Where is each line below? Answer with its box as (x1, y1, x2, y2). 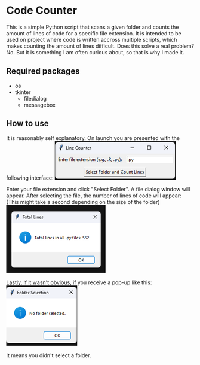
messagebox (23, 101, 56, 108)
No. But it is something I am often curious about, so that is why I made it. (6, 48, 184, 56)
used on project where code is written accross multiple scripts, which (6, 36, 177, 43)
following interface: (6, 174, 54, 181)
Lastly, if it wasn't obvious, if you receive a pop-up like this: (6, 279, 152, 286)
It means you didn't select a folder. (6, 351, 91, 359)
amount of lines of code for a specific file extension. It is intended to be (6, 29, 182, 36)
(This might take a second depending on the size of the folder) (6, 198, 160, 205)
